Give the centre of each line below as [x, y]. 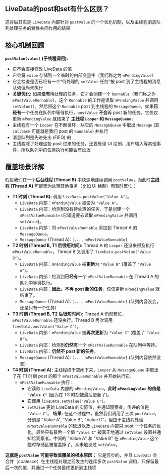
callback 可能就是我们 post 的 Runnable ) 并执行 [60, 131]
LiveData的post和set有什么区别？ [57, 9]
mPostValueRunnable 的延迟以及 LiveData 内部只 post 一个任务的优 [94, 426]
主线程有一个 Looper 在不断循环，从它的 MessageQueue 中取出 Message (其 [86, 125]
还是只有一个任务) [38, 308]
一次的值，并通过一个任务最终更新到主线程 [53, 468]
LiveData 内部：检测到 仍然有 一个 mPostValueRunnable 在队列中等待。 [89, 345]
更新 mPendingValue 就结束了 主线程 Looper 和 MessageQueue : [73, 119]
